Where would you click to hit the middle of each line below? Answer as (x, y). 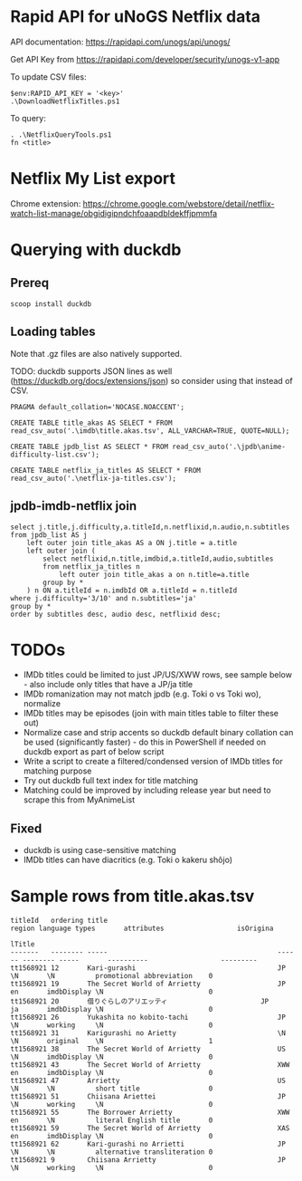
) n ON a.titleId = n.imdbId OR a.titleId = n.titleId (132, 590)
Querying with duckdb (96, 250)
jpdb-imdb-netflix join (74, 506)
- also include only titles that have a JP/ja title (108, 685)
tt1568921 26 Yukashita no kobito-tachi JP (148, 1018)
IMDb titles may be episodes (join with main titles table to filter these (151, 714)
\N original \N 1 (112, 1042)
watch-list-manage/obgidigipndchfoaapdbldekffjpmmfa (114, 213)
